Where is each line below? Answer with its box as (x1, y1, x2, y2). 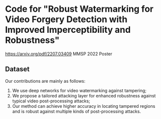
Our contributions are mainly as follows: (5, 78, 86, 84)
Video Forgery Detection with (5, 14, 128, 25)
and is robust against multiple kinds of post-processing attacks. (12, 108, 141, 114)
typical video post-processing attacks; (12, 98, 90, 104)
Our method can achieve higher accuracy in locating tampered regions (12, 103, 156, 109)
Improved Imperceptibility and (5, 24, 131, 35)
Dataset (5, 65, 30, 73)
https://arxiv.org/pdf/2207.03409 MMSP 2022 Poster (5, 50, 112, 57)
